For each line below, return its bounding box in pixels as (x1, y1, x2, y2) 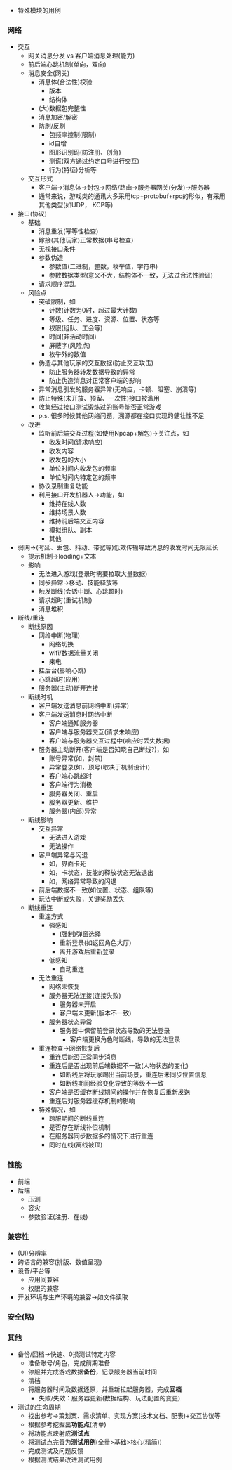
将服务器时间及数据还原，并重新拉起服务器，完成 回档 (27, 1385, 182, 1393)
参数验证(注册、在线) (27, 1212, 88, 1221)
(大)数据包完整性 (38, 104, 86, 112)
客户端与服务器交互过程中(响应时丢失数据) (48, 736, 170, 745)
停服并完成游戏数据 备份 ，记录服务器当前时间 (27, 1367, 158, 1376)
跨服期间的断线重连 (48, 1114, 105, 1123)
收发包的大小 (48, 455, 86, 464)
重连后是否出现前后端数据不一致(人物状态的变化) (48, 1062, 189, 1070)
